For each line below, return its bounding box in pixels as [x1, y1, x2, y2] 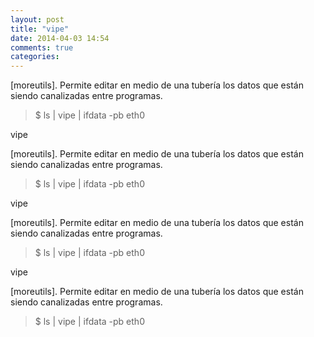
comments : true [10, 42, 74, 53]
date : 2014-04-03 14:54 [10, 33, 110, 43]
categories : [10, 52, 60, 62]
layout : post [10, 14, 65, 25]
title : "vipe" [10, 24, 70, 34]
